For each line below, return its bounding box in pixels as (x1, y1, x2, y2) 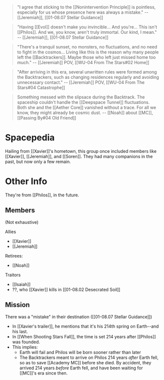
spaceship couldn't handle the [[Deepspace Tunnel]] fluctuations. (17, 99, 150, 105)
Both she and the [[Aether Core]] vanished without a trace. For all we (17, 105, 157, 110)
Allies (5, 229, 16, 235)
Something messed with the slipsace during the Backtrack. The (17, 94, 145, 100)
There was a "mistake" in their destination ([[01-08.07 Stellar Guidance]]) (5, 313, 153, 320)
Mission (5, 301, 30, 309)
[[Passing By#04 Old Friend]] (17, 115, 76, 120)
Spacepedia (5, 132, 55, 143)
